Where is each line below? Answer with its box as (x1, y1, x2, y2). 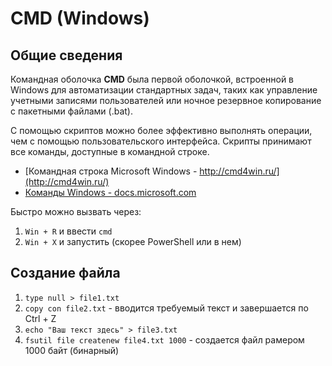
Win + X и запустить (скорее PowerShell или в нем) (24, 236, 242, 247)
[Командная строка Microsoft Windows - (24, 165, 198, 177)
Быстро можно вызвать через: (10, 206, 142, 217)
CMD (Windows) (10, 7, 150, 30)
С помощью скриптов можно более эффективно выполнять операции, (10, 125, 313, 136)
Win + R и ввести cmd (24, 225, 113, 237)
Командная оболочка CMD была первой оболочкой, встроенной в (10, 73, 295, 85)
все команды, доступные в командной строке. (10, 146, 210, 157)
